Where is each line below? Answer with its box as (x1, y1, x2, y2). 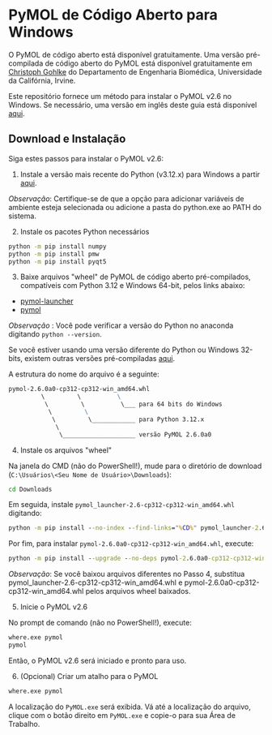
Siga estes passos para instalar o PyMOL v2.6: (8, 153, 164, 163)
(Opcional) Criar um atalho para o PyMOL (19, 671, 159, 681)
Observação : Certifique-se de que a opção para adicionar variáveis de (8, 193, 244, 204)
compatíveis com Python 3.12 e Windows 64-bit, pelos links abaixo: (19, 281, 245, 290)
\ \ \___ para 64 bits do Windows (44, 400, 223, 409)
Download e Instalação (8, 132, 126, 146)
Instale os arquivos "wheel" (19, 445, 112, 455)
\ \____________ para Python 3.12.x (51, 415, 205, 423)
